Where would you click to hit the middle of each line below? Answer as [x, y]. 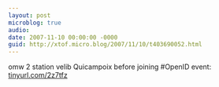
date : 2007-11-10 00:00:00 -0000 [63, 37]
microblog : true [35, 23]
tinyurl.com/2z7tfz [38, 75]
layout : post [30, 15]
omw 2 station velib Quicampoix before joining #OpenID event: [110, 67]
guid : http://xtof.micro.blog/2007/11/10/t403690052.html [105, 45]
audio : [19, 30]
